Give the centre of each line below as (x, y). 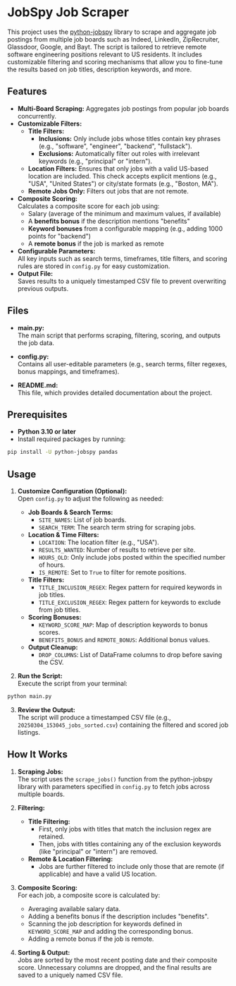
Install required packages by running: (72, 439)
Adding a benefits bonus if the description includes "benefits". (118, 916)
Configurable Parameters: (56, 251)
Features (27, 91)
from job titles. (60, 610)
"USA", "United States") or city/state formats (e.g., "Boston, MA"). (123, 184)
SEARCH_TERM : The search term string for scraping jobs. (117, 527)
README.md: (38, 385)
